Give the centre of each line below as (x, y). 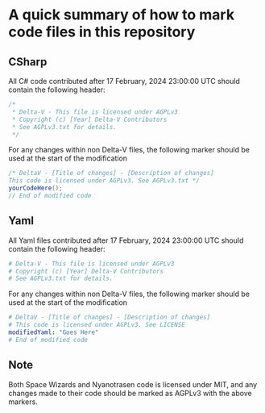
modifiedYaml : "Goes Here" (54, 332)
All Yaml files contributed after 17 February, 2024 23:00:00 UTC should (126, 240)
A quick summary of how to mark (122, 15)
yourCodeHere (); (35, 188)
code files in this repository (102, 32)
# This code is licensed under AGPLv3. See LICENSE (97, 325)
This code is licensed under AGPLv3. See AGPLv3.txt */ (104, 181)
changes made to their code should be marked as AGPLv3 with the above (130, 393)
